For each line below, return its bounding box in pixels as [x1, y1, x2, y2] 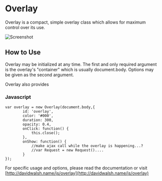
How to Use [5, 48, 41, 57]
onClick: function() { [23, 126, 69, 131]
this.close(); [31, 131, 60, 136]
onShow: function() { [23, 139, 67, 144]
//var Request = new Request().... [31, 148, 104, 153]
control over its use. [5, 24, 46, 30]
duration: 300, [23, 118, 54, 123]
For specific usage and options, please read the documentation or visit [5, 165, 148, 171]
